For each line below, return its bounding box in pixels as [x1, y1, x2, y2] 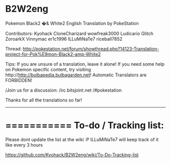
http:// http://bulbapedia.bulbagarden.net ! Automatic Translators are [5, 72, 147, 78]
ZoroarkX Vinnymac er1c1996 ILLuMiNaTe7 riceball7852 [5, 36, 123, 42]
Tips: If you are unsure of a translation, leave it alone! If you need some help [5, 61, 165, 67]
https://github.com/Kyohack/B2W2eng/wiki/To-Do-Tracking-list [5, 151, 139, 158]
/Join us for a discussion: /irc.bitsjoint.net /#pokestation [5, 87, 122, 93]
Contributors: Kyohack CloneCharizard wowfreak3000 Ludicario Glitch [5, 30, 154, 36]
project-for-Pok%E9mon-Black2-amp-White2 [5, 51, 101, 57]
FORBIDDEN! [5, 77, 33, 83]
